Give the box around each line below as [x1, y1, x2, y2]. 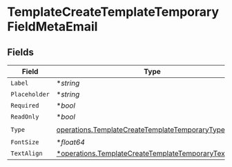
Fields [7, 46, 35, 58]
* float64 [56, 137, 85, 147]
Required [10, 101, 39, 109]
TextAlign [10, 150, 43, 157]
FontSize [10, 139, 39, 146]
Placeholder [10, 90, 50, 98]
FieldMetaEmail [7, 19, 98, 35]
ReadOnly [10, 113, 39, 121]
